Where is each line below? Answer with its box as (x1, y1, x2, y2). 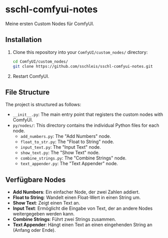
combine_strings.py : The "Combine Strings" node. (20, 155, 127, 161)
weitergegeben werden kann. (12, 211, 75, 217)
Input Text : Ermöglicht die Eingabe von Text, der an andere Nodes (12, 205, 153, 211)
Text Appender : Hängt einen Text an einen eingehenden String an (12, 222, 153, 228)
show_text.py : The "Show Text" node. (20, 150, 100, 156)
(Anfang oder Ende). (12, 227, 56, 233)
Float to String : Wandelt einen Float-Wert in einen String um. (12, 194, 141, 201)
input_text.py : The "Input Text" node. (20, 144, 101, 150)
